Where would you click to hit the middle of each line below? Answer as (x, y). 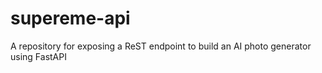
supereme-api (70, 18)
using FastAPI (38, 56)
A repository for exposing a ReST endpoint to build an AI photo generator (161, 46)
